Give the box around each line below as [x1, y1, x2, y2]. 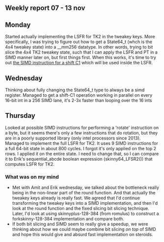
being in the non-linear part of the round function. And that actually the [12, 190, 156, 196]
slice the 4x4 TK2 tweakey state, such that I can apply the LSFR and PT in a [5, 49, 158, 55]
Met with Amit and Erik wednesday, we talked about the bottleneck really [12, 185, 159, 190]
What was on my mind [5, 173, 59, 180]
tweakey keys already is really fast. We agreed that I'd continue [12, 195, 141, 201]
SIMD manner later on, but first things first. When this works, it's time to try [5, 54, 157, 60]
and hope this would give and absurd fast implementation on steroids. [12, 232, 153, 238]
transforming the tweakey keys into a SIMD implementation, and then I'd [12, 200, 158, 206]
